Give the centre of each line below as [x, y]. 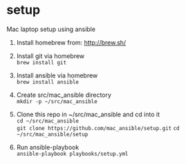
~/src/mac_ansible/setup [52, 134]
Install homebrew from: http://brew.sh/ [71, 42]
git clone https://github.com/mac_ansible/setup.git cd [98, 128]
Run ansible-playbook [48, 147]
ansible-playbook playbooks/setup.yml [72, 154]
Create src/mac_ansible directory [64, 95]
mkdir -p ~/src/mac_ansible [57, 101]
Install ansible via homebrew [57, 75]
